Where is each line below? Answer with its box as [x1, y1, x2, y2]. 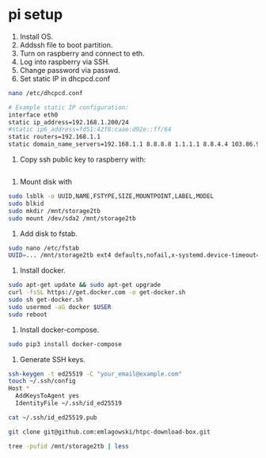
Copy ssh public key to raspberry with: [19, 155, 146, 164]
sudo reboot [8, 311, 47, 319]
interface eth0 [8, 111, 59, 119]
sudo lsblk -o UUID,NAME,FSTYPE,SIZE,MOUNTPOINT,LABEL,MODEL [8, 193, 215, 200]
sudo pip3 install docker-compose [8, 340, 123, 348]
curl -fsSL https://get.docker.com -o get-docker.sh [8, 288, 186, 296]
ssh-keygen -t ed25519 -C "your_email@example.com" [8, 370, 182, 378]
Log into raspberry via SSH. [19, 57, 111, 67]
